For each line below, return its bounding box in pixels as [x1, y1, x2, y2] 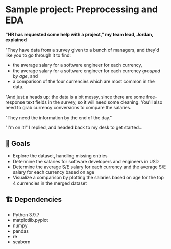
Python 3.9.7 [12, 211, 40, 218]
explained [5, 37, 27, 43]
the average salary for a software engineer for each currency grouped [12, 67, 160, 74]
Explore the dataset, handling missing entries [12, 152, 108, 159]
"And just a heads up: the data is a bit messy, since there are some [5, 94, 145, 100]
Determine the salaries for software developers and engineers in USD [12, 158, 159, 164]
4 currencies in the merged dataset [12, 180, 87, 186]
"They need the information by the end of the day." [5, 114, 112, 121]
